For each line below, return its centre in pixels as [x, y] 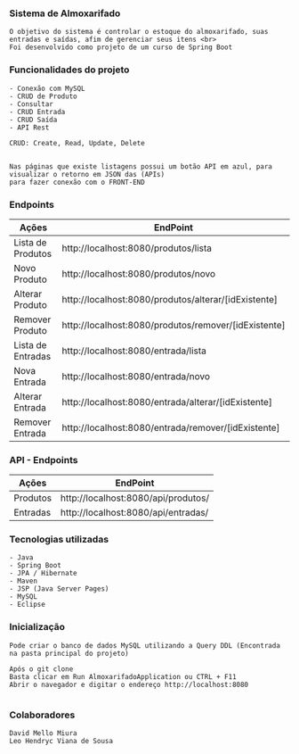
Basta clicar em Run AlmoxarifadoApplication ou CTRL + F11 [123, 676]
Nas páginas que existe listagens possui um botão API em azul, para [141, 166]
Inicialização [37, 627]
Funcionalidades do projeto [69, 70]
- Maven [24, 581]
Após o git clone [41, 669]
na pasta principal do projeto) [69, 653]
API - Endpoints [44, 460]
